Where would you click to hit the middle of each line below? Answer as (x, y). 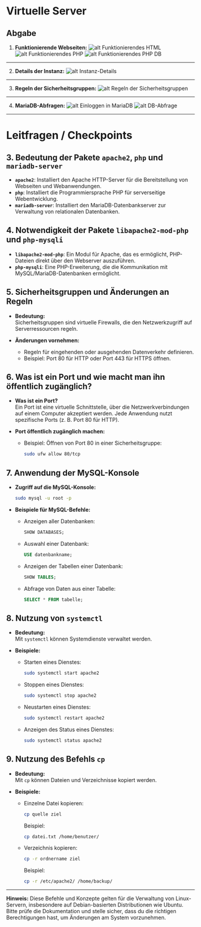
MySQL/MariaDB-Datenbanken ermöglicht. (68, 273)
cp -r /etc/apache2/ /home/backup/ (68, 881)
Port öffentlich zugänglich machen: (60, 431)
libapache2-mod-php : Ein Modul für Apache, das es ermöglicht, (92, 254)
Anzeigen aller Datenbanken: (60, 521)
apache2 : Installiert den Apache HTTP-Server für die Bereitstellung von (101, 180)
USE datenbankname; (48, 555)
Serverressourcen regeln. (46, 328)
